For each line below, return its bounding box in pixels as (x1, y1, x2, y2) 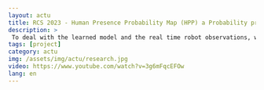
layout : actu (8, 11, 51, 20)
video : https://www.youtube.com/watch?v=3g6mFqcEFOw (8, 63, 185, 70)
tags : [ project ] (8, 41, 61, 49)
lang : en (8, 70, 37, 77)
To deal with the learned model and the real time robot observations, (11, 33, 251, 41)
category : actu (8, 48, 58, 56)
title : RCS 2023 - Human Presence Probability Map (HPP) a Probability (8, 19, 247, 27)
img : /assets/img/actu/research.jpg (8, 56, 128, 63)
